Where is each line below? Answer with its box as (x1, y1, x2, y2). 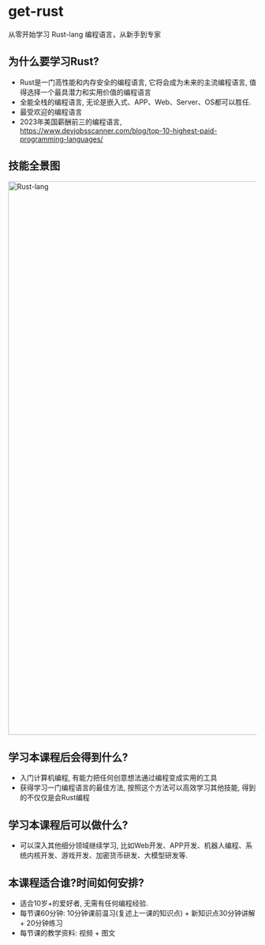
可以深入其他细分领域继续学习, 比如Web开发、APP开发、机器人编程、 (19, 841, 246, 850)
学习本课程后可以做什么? (8, 818, 129, 832)
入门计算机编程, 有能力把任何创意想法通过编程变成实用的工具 (19, 773, 218, 783)
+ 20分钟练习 (19, 918, 63, 928)
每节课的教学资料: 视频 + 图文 (19, 928, 116, 937)
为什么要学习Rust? (8, 55, 100, 69)
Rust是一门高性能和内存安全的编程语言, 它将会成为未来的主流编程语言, (19, 77, 248, 87)
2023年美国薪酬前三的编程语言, (19, 117, 122, 127)
